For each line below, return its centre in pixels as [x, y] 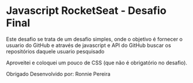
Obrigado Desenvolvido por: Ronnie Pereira [58, 74]
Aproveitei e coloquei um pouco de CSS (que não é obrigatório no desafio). [97, 63]
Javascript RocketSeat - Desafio [86, 11]
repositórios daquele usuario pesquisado [55, 51]
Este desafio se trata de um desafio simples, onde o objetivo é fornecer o [94, 39]
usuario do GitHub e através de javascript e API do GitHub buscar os [89, 45]
